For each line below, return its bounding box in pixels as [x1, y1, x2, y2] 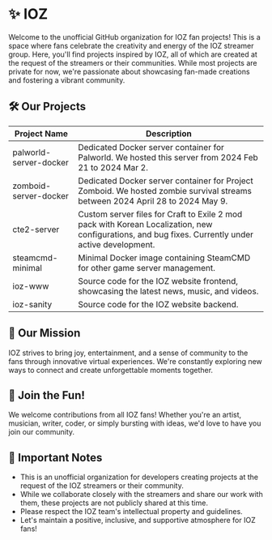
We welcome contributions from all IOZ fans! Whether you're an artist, [8, 410, 242, 420]
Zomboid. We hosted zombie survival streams [78, 185, 253, 196]
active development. [78, 238, 155, 250]
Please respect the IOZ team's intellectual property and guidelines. [19, 507, 243, 516]
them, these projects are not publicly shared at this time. [19, 498, 209, 508]
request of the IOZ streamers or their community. [19, 481, 185, 491]
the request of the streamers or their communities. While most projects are [8, 58, 257, 67]
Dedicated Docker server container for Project [78, 175, 253, 186]
